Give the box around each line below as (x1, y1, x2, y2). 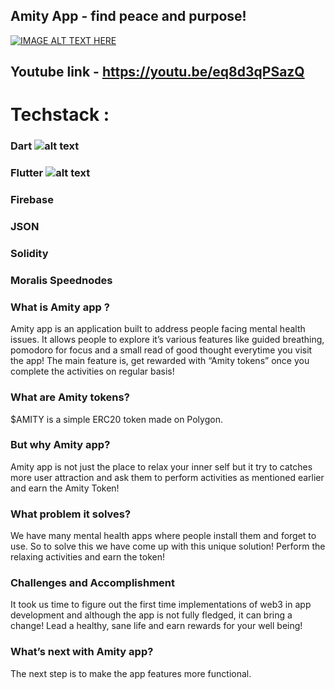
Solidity (10, 247, 49, 260)
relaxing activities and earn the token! (10, 551, 165, 563)
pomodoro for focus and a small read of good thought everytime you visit (10, 344, 313, 356)
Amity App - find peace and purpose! (10, 8, 247, 25)
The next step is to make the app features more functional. (10, 667, 252, 679)
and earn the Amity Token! (10, 482, 120, 494)
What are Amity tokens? (10, 390, 130, 404)
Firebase (10, 193, 54, 207)
